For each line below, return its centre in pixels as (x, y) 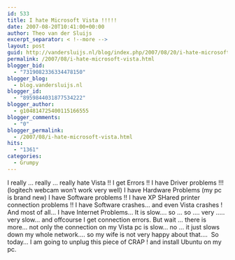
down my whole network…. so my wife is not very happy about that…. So (113, 234)
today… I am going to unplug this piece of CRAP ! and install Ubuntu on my (114, 242)
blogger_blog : (28, 78)
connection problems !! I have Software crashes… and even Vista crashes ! (115, 205)
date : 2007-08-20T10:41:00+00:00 (56, 26)
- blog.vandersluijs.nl (48, 85)
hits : (15, 144)
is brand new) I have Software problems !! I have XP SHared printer (104, 197)
